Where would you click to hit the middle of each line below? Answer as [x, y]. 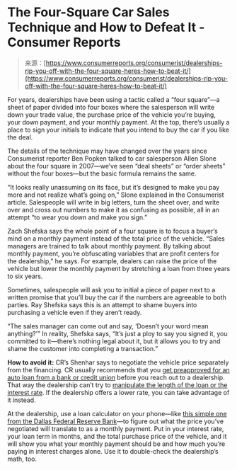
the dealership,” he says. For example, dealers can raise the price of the [112, 261]
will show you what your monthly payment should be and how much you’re [116, 444]
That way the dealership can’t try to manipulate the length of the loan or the [117, 385]
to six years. [25, 276]
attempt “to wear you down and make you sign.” [77, 217]
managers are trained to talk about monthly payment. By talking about [109, 246]
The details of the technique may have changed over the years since [107, 151]
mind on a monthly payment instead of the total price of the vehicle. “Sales [116, 239]
